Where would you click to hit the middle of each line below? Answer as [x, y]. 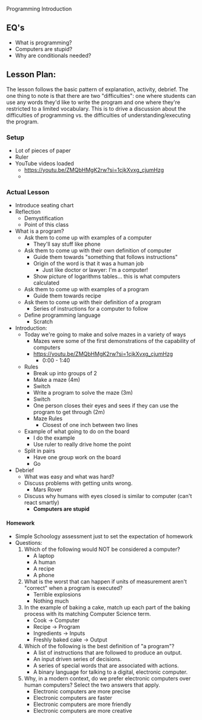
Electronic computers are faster [72, 698]
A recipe [44, 569]
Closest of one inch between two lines [90, 425]
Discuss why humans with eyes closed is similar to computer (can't [108, 496]
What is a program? [39, 231]
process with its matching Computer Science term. [88, 614]
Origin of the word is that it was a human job [89, 263]
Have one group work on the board [77, 457]
